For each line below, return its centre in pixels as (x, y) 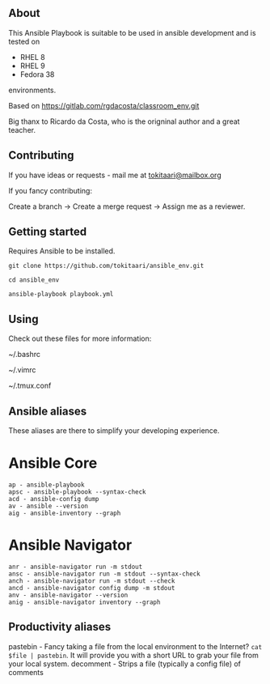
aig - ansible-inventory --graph (65, 513)
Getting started (48, 232)
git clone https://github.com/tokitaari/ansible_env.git (106, 266)
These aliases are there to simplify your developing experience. (114, 431)
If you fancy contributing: (51, 190)
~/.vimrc (22, 370)
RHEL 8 (33, 57)
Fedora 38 (37, 74)
